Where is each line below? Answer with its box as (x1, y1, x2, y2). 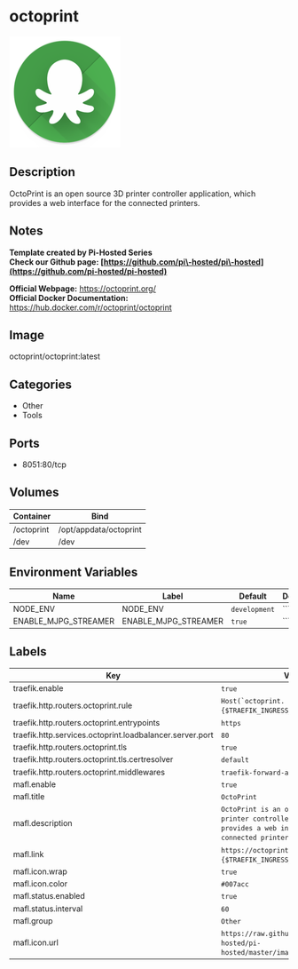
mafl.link (12, 849, 44, 860)
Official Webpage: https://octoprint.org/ (9, 282, 157, 294)
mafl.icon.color (12, 878, 68, 889)
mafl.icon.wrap (12, 866, 68, 877)
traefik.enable (12, 683, 64, 694)
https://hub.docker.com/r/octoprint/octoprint (9, 302, 173, 313)
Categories (9, 377, 73, 392)
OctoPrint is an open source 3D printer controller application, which (9, 188, 256, 199)
